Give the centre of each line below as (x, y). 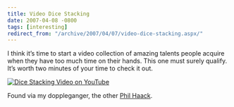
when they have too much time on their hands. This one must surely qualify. (117, 61)
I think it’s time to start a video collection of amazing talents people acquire (116, 53)
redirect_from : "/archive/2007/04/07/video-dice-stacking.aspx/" (105, 33)
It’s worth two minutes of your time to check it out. (80, 68)
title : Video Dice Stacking (49, 14)
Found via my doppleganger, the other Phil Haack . (80, 96)
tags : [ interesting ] (38, 27)
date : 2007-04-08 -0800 (42, 20)
